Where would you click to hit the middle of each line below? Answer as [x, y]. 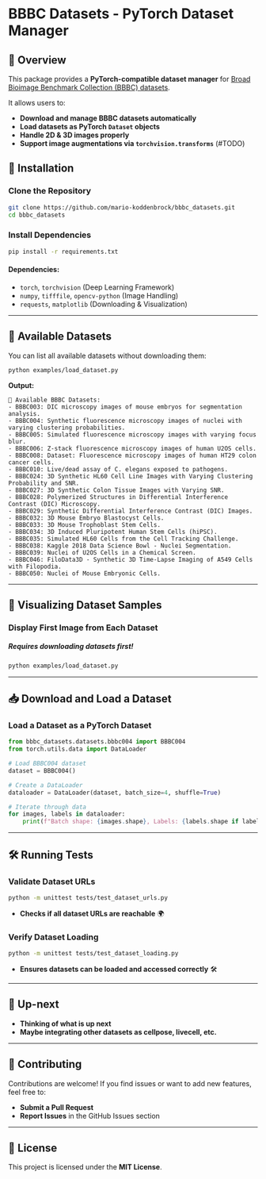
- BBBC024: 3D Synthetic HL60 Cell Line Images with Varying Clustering [131, 476]
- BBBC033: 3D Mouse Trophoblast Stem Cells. [84, 524]
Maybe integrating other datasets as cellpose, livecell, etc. [118, 1031]
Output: [21, 385]
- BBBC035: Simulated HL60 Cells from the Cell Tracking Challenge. [123, 539]
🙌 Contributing [45, 1064]
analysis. [25, 413]
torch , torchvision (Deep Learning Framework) [97, 287]
